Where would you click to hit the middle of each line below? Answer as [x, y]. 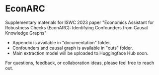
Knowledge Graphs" [26, 33]
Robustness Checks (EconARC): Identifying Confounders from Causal [77, 27]
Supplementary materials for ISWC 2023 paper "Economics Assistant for [79, 22]
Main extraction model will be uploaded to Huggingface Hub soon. [80, 53]
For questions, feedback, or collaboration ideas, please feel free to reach [80, 63]
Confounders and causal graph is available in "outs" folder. [73, 48]
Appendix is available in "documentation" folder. [62, 42]
